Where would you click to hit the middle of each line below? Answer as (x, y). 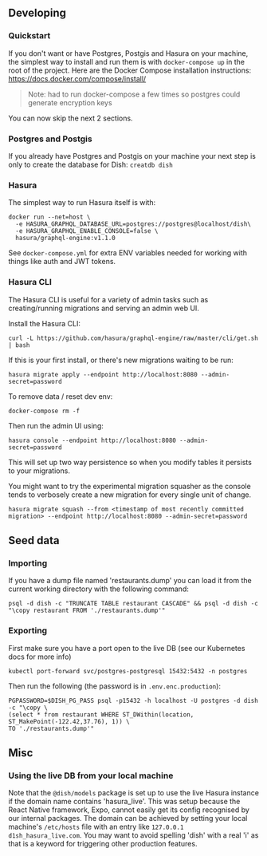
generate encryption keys (70, 102)
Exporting (28, 631)
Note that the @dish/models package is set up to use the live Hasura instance (133, 793)
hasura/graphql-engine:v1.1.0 (65, 239)
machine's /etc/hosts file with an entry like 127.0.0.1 (96, 827)
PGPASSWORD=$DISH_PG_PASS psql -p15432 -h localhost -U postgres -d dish (133, 700)
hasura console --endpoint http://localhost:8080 (92, 440)
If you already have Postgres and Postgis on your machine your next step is (132, 156)
